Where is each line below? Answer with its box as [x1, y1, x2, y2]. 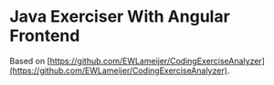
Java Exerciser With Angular [9, 6, 230, 27]
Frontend [9, 25, 80, 46]
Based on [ [9, 55, 50, 66]
